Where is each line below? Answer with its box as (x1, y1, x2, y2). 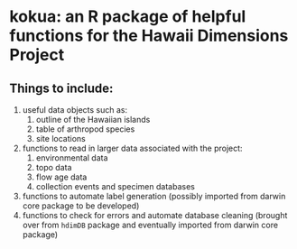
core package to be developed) (22, 200, 140, 211)
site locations (35, 134, 86, 143)
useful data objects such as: (22, 105, 128, 115)
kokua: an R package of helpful (9, 6, 246, 27)
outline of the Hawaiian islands (35, 115, 151, 124)
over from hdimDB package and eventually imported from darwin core (22, 219, 278, 230)
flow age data (35, 171, 88, 182)
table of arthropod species (35, 124, 135, 134)
